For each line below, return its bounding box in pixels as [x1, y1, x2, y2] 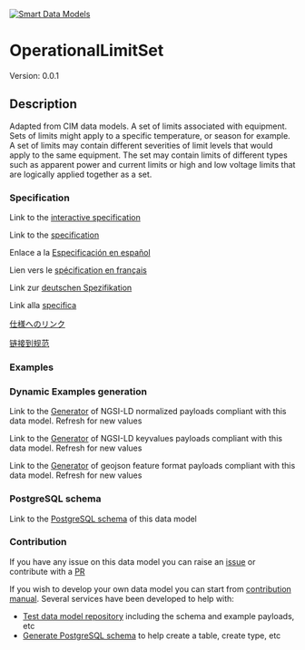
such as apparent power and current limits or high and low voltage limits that [9, 159, 296, 170]
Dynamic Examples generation [9, 385, 148, 398]
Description [9, 96, 77, 112]
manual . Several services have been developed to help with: [9, 593, 234, 604]
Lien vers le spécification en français [9, 265, 147, 276]
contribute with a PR [9, 566, 85, 577]
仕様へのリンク [9, 318, 65, 330]
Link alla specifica [9, 300, 77, 311]
